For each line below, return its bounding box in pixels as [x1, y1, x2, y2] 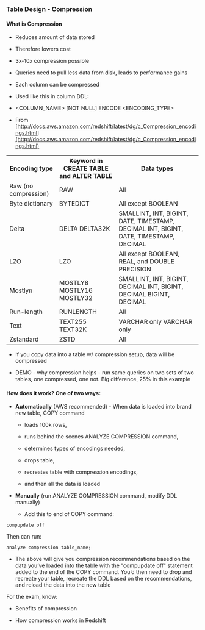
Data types [140, 164, 174, 173]
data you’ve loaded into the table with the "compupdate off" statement [15, 562, 193, 569]
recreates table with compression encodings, [24, 468, 138, 476]
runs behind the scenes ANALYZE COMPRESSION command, [24, 433, 179, 440]
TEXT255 [59, 318, 87, 326]
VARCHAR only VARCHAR [118, 318, 193, 326]
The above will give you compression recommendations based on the [15, 556, 190, 563]
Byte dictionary [9, 199, 53, 208]
